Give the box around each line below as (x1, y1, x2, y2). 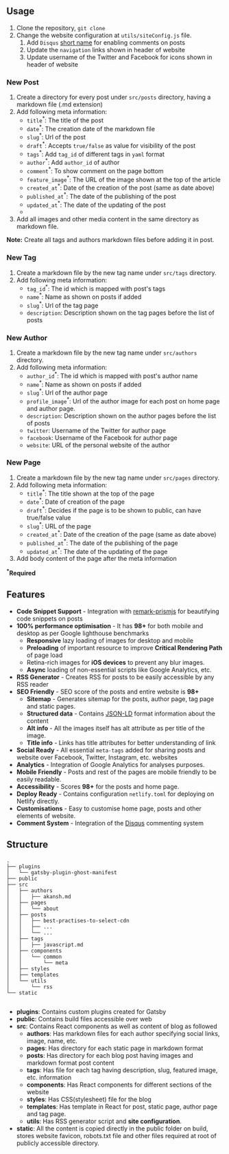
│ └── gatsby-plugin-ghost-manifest (6, 869, 117, 876)
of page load (26, 651, 63, 659)
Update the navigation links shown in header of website (26, 45, 186, 54)
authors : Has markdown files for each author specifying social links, (26, 1029, 220, 1037)
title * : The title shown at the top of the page (26, 488, 155, 498)
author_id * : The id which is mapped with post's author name (26, 370, 198, 380)
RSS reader (16, 680, 49, 688)
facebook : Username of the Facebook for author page (26, 433, 178, 442)
